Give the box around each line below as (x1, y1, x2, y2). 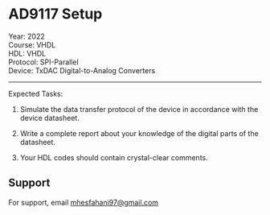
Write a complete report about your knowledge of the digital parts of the (19, 128, 259, 138)
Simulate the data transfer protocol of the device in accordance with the (19, 104, 259, 114)
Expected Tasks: (8, 89, 63, 98)
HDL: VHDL (8, 48, 47, 58)
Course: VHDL (8, 39, 56, 49)
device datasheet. (19, 113, 80, 122)
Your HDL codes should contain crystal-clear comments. (19, 152, 208, 162)
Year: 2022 (8, 31, 46, 41)
